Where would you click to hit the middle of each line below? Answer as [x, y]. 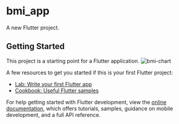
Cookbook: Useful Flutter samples [57, 90]
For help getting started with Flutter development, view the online [87, 102]
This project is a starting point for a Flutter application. [73, 61]
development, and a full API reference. [53, 114]
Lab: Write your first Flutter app [53, 84]
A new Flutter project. [33, 28]
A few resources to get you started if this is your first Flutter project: [89, 72]
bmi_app [28, 11]
